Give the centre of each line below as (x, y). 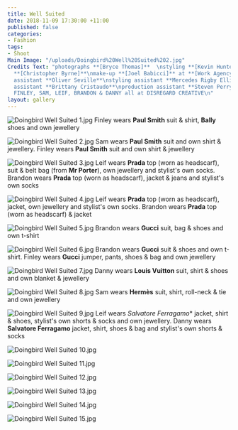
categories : (25, 34)
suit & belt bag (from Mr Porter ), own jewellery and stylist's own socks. (111, 170)
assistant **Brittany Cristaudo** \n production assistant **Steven (114, 87)
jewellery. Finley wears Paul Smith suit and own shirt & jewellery (101, 149)
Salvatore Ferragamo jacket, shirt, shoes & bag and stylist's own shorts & (115, 328)
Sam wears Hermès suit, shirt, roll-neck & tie (161, 292)
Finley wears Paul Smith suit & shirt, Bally (155, 120)
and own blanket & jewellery (49, 278)
